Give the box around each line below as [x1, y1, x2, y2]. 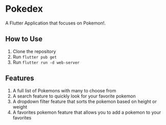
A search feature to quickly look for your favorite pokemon [12, 93, 136, 99]
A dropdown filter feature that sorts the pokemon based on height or [12, 98, 157, 105]
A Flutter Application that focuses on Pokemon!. [5, 20, 106, 26]
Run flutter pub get [12, 54, 57, 60]
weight [12, 104, 27, 110]
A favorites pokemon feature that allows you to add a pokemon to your [12, 109, 161, 115]
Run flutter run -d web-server [12, 59, 80, 65]
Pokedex [5, 3, 43, 15]
